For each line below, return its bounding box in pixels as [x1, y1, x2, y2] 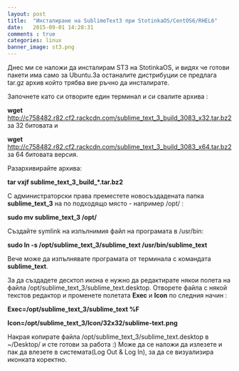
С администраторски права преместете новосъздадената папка [7, 192, 204, 200]
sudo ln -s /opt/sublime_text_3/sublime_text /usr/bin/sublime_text [7, 240, 208, 249]
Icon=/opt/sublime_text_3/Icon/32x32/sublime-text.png [7, 319, 178, 327]
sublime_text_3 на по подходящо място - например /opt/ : [7, 199, 184, 208]
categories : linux [7, 37, 62, 44]
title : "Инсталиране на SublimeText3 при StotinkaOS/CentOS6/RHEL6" [7, 17, 218, 24]
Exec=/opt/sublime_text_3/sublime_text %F [7, 305, 140, 313]
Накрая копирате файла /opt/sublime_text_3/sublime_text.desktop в [7, 332, 209, 341]
